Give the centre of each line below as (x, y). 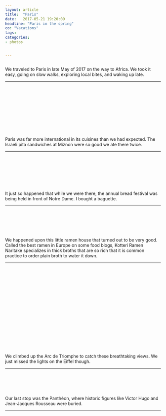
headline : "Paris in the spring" (40, 24)
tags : (11, 33)
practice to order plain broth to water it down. (51, 255)
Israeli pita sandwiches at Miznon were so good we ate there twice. (74, 144)
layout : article (22, 10)
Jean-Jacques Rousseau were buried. (44, 403)
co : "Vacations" (22, 28)
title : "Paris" (22, 14)
